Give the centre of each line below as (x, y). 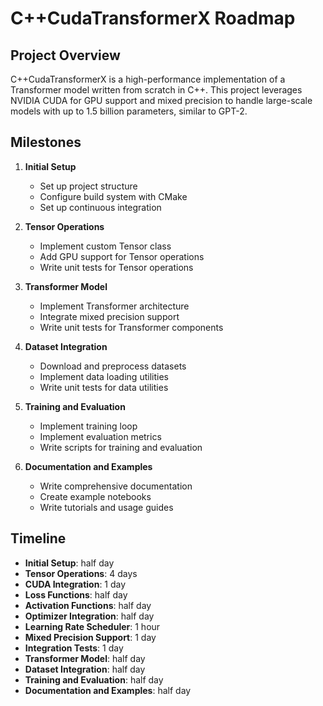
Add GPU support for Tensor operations (122, 256)
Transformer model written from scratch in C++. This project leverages (156, 90)
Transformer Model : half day (85, 658)
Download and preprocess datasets (113, 366)
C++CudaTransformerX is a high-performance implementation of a (148, 79)
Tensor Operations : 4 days (81, 573)
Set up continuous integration (100, 207)
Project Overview (65, 55)
